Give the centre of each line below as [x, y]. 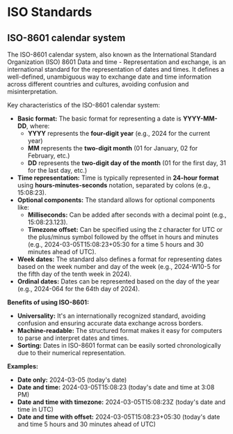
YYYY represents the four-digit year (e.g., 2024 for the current [119, 133]
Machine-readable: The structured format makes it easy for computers [120, 331]
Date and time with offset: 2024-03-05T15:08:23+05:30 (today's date [119, 417]
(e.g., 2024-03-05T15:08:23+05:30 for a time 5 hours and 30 [115, 244]
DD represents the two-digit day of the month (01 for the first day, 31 [127, 163]
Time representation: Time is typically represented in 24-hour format [118, 178]
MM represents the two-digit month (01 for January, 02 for [113, 148]
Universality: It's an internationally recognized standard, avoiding [112, 316]
